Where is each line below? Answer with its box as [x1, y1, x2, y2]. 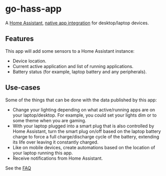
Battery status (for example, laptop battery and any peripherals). [12, 68, 147, 75]
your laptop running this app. [12, 150, 73, 156]
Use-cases [5, 83, 40, 92]
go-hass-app [5, 3, 62, 15]
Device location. [12, 58, 47, 64]
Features [5, 34, 34, 43]
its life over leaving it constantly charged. [12, 139, 99, 145]
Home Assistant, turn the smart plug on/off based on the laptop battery [12, 128, 161, 134]
